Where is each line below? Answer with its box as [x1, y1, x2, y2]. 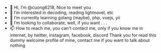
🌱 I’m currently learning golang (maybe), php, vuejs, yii [9, 15, 120, 20]
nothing [9, 42, 25, 48]
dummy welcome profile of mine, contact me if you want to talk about [9, 38, 150, 43]
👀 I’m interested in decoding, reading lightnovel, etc [9, 10, 114, 15]
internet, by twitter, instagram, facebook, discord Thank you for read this [9, 32, 157, 38]
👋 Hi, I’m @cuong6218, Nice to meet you [9, 5, 92, 10]
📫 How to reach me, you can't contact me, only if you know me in [9, 26, 143, 31]
